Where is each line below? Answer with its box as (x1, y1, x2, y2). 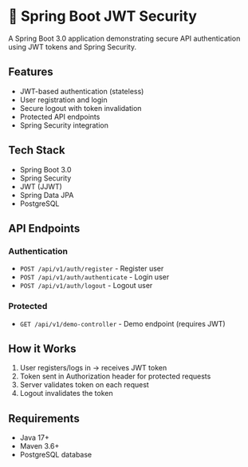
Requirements (8, 411, 80, 425)
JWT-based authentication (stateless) (19, 86, 144, 96)
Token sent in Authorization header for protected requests (19, 371, 211, 382)
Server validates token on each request (19, 380, 149, 390)
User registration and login (19, 95, 108, 105)
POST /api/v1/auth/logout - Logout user (19, 281, 153, 291)
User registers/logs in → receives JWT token (19, 363, 167, 373)
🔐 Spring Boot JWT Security (8, 7, 198, 26)
